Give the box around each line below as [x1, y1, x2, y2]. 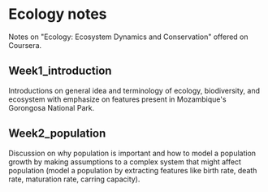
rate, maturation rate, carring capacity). [8, 174, 140, 184]
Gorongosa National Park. [8, 103, 95, 112]
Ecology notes [8, 5, 107, 24]
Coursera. [8, 40, 42, 50]
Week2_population [8, 127, 106, 141]
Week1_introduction [8, 64, 112, 78]
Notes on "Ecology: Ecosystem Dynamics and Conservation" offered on [8, 32, 249, 41]
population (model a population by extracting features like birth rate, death [8, 165, 257, 175]
